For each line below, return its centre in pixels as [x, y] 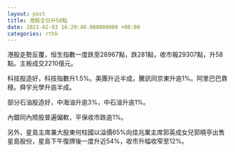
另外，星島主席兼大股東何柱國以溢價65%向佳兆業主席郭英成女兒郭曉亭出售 [116, 132]
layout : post [26, 14]
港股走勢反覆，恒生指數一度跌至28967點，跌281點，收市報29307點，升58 [115, 54]
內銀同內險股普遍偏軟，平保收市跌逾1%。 [67, 117]
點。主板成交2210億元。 [42, 64]
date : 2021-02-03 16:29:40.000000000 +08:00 [74, 27]
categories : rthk [33, 34]
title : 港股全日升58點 [37, 21]
